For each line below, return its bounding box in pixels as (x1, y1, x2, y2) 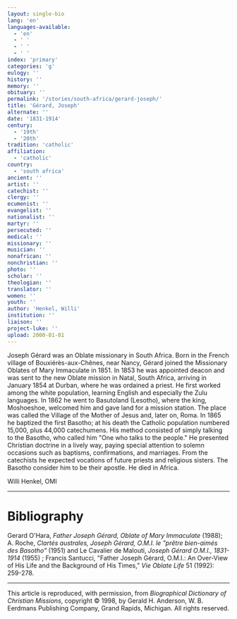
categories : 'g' (7, 63, 55, 70)
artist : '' (7, 180, 39, 188)
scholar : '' (7, 272, 42, 279)
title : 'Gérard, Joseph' (7, 102, 80, 109)
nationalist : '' (7, 214, 55, 221)
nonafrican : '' (7, 253, 52, 260)
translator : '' (7, 286, 52, 293)
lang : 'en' (7, 17, 39, 24)
